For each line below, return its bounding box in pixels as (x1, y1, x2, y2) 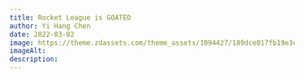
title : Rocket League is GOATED (9, 13, 131, 22)
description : (9, 55, 59, 64)
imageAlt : (9, 47, 47, 56)
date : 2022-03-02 (9, 30, 75, 39)
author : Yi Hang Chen (9, 22, 91, 30)
